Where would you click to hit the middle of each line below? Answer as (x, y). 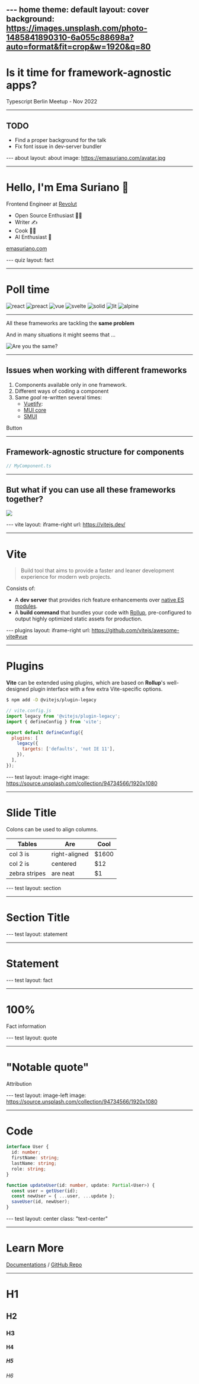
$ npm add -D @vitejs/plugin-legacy (51, 700)
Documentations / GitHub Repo (44, 1265)
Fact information (26, 1026)
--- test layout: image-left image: (46, 1095)
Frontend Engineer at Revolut (41, 204)
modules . (26, 606)
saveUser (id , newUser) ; (41, 1202)
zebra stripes (28, 873)
